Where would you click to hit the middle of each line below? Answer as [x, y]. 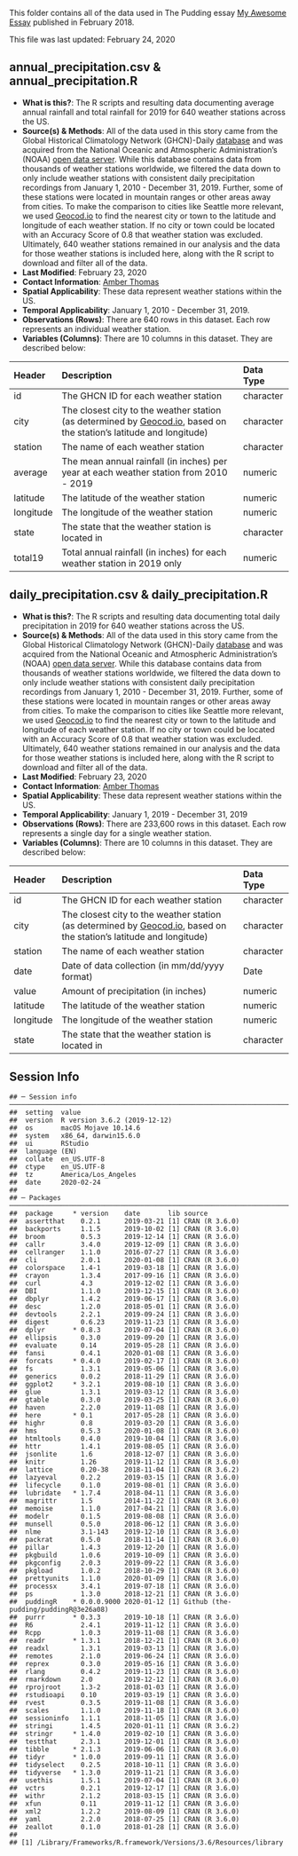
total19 [29, 557]
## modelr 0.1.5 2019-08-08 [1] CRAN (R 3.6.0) [125, 1517]
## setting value [45, 1113]
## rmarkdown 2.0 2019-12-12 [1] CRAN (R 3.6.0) [125, 1680]
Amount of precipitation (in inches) [134, 991]
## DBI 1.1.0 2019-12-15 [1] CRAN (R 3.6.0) [125, 1291]
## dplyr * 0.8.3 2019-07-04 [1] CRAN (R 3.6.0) [125, 1331]
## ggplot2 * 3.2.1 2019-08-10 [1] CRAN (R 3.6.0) [125, 1385]
